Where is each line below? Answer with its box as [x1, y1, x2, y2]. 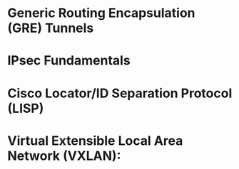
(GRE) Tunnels [7, 20, 94, 36]
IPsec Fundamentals [7, 53, 131, 69]
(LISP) [7, 100, 44, 116]
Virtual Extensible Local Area [7, 133, 183, 148]
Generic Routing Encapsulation [7, 5, 195, 21]
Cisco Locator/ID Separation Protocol [7, 85, 233, 101]
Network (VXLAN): [7, 148, 121, 164]
